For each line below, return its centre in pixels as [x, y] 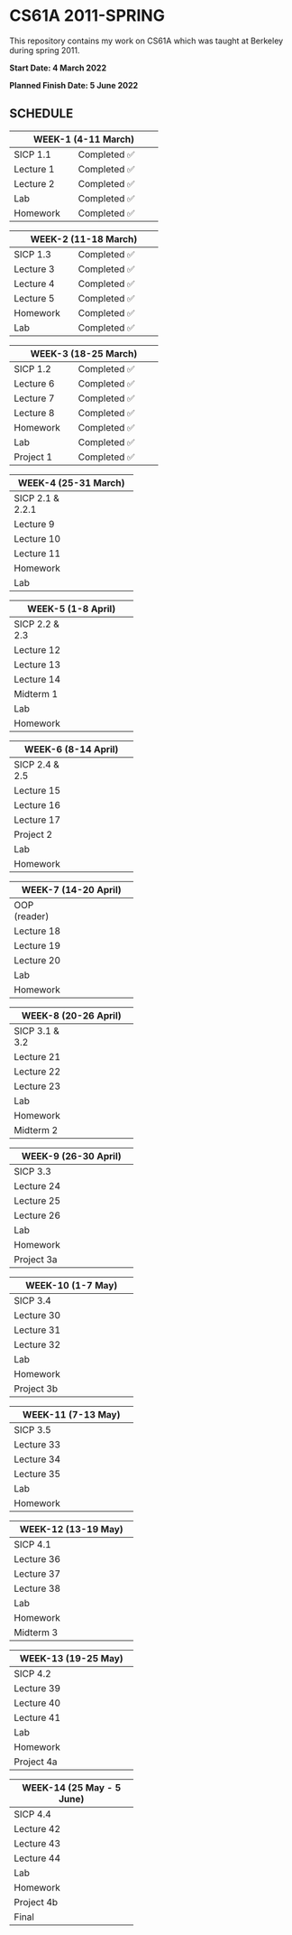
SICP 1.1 [32, 154]
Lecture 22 [37, 1071]
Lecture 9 [34, 524]
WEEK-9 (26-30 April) [71, 1156]
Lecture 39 [37, 1688]
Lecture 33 [37, 1444]
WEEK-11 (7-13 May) [71, 1414]
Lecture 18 [37, 931]
